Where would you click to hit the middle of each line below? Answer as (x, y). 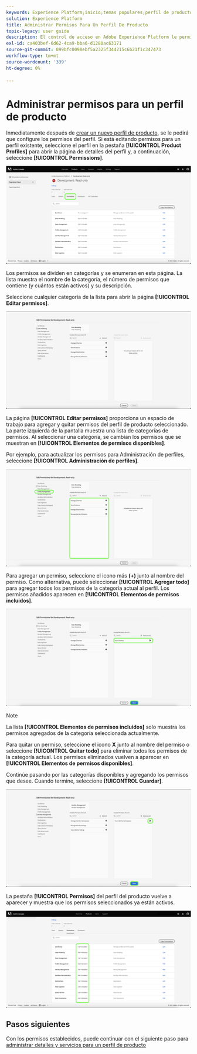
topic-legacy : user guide (38, 31)
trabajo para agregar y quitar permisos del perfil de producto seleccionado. (97, 424)
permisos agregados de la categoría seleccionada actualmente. (83, 733)
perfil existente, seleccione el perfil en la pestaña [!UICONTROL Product (94, 145)
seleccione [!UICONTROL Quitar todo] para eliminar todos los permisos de (97, 751)
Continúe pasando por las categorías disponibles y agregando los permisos (97, 775)
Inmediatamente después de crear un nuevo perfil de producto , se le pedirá (97, 133)
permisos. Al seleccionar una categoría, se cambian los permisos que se (94, 437)
